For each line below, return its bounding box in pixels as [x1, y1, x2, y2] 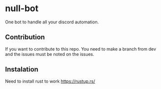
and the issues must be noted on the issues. [5, 51, 95, 57]
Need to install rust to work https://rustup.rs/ [5, 78, 96, 84]
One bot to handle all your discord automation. [5, 19, 99, 25]
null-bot [5, 3, 39, 14]
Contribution [5, 33, 45, 41]
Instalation [5, 65, 38, 73]
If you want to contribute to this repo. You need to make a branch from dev [5, 46, 156, 52]
